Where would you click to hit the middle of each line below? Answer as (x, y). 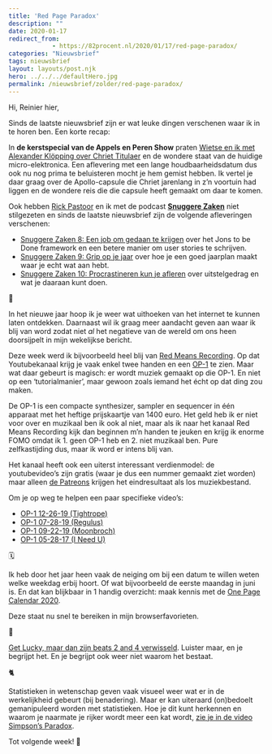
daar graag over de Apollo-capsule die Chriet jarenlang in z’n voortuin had (133, 182)
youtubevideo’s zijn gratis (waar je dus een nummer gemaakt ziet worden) (132, 473)
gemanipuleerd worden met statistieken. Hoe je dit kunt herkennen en (125, 708)
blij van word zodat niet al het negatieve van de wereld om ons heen (123, 331)
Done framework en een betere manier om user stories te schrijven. (134, 248)
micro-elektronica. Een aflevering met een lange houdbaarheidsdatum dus (133, 164)
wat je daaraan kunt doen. (64, 282)
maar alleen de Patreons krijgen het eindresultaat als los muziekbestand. (130, 482)
